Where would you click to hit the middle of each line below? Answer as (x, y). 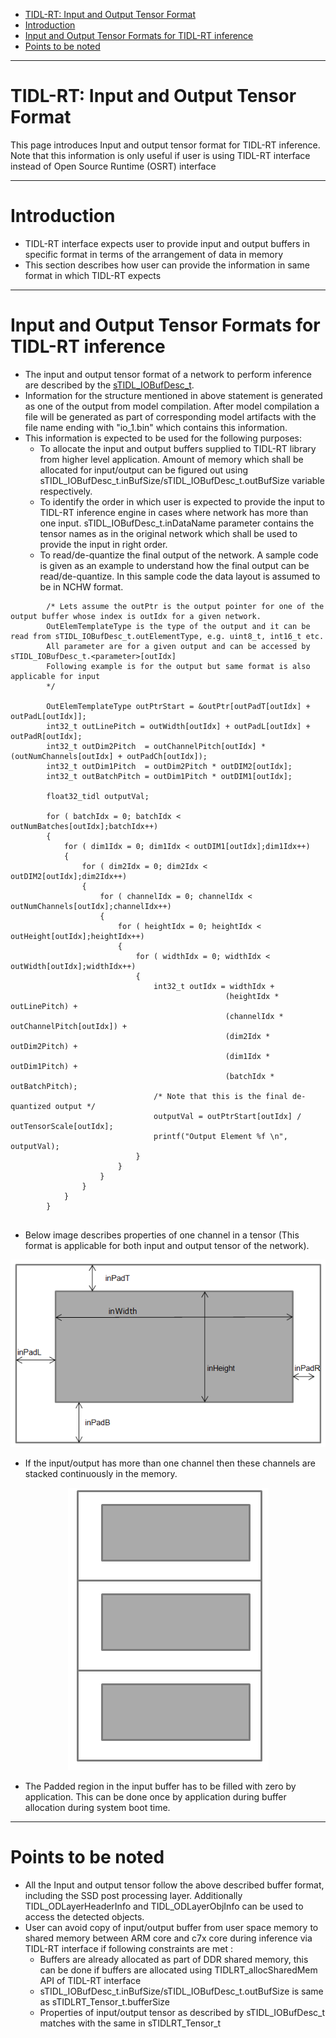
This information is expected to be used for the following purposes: (163, 438)
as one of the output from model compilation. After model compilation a (172, 406)
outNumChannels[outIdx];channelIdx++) (91, 906)
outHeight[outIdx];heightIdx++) (77, 936)
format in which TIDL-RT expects (93, 275)
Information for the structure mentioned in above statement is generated (173, 395)
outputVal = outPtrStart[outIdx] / (227, 1116)
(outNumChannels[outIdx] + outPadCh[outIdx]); (109, 756)
